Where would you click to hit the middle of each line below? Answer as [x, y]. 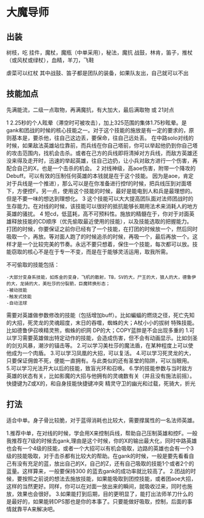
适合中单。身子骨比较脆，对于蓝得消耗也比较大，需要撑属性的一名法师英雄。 [102, 420]
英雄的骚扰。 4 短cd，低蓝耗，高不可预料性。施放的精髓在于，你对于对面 [98, 214]
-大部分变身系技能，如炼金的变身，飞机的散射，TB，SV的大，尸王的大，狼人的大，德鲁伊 [101, 277]
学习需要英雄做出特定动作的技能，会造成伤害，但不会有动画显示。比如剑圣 [104, 338]
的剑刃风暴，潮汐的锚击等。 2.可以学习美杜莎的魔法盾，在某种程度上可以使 [100, 345]
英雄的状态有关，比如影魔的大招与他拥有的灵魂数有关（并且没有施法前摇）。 [101, 376]
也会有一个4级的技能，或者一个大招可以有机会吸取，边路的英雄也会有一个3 [100, 448]
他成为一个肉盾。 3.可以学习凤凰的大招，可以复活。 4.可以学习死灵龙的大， [100, 353]
